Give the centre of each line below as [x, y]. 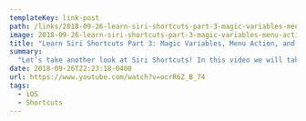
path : [20, 26]
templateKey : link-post [55, 18]
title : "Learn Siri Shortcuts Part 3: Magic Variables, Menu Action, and [153, 43]
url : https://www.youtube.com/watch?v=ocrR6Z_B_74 [107, 77]
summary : [26, 52]
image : [22, 35]
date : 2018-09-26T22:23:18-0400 [71, 69]
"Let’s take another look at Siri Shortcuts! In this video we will [150, 60]
